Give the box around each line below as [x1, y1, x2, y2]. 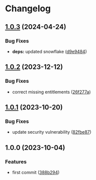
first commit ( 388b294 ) [12, 169, 60, 175]
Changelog [5, 3, 51, 14]
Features [5, 158, 27, 165]
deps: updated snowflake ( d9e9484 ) [12, 48, 87, 54]
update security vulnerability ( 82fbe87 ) [12, 129, 92, 135]
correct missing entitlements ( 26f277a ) [12, 89, 91, 95]
